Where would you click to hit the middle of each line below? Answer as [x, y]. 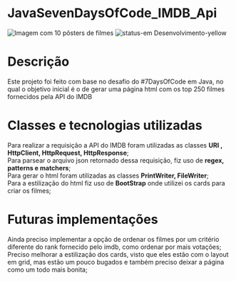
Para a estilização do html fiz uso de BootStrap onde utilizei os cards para [117, 183]
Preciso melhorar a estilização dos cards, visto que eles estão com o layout [118, 254]
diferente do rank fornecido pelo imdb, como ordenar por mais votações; [114, 247]
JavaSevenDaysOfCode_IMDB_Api [112, 13]
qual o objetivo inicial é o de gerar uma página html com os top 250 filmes [116, 89]
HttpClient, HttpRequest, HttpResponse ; [68, 153]
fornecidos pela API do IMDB [50, 96]
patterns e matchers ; [39, 168]
